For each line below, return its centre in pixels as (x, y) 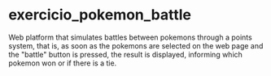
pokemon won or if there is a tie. (63, 63)
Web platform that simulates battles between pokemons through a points (130, 37)
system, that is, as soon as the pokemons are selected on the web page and (136, 45)
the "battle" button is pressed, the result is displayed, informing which (125, 54)
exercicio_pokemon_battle (100, 15)
